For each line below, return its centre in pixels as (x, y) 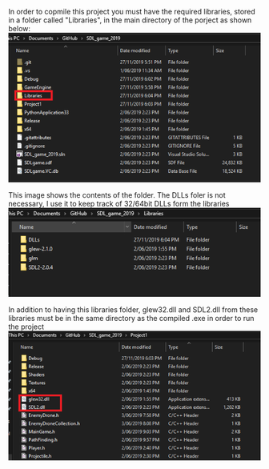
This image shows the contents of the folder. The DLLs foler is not (117, 195)
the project (26, 327)
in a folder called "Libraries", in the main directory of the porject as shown (130, 20)
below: (19, 28)
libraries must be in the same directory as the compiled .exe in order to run (131, 318)
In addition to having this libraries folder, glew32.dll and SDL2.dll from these (133, 309)
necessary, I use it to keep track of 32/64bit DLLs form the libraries (119, 204)
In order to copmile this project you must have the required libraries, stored (132, 12)
